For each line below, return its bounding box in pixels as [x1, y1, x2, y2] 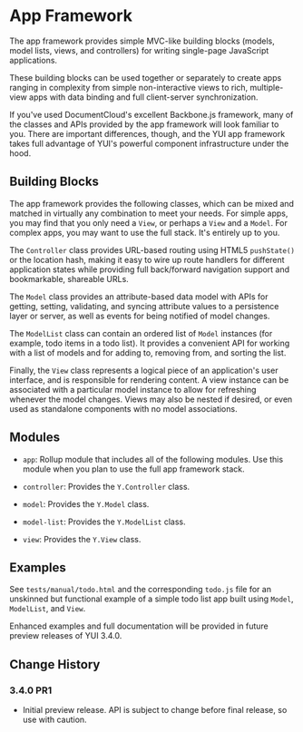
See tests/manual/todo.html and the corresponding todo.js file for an [9, 584, 272, 595]
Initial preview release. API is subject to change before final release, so [22, 705, 288, 716]
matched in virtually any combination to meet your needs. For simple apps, [9, 208, 288, 219]
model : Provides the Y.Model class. [22, 498, 150, 509]
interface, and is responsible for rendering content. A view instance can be [9, 374, 289, 386]
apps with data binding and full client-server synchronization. [28, 92, 259, 102]
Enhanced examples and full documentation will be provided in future [9, 620, 269, 631]
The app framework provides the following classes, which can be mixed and [9, 198, 295, 209]
